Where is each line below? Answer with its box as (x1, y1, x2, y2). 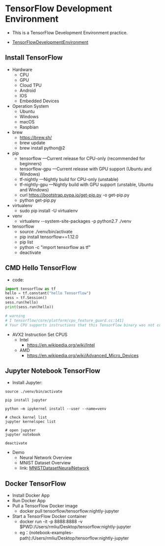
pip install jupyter (5, 398, 48, 403)
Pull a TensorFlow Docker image (12, 503, 78, 509)
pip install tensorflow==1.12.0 (19, 234, 79, 240)
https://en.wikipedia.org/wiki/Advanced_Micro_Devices (27, 352, 139, 358)
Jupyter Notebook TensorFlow (5, 366, 101, 375)
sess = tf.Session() (5, 296, 48, 301)
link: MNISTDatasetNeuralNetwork (19, 465, 89, 471)
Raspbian (19, 124, 39, 130)
